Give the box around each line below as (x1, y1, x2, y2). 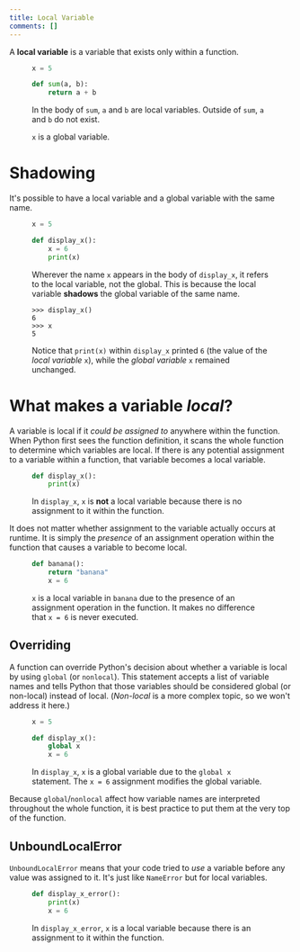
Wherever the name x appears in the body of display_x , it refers (31, 269, 269, 280)
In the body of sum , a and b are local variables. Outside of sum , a (31, 104, 265, 115)
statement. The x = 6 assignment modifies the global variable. (31, 776, 262, 787)
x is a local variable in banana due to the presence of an (31, 592, 235, 603)
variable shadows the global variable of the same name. (31, 288, 241, 299)
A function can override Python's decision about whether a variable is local (9, 661, 287, 672)
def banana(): (31, 560, 85, 569)
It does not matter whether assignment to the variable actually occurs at (9, 523, 276, 534)
